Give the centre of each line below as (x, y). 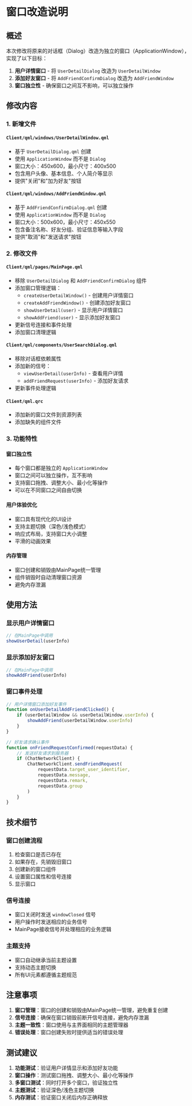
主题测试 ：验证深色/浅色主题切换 (54, 1090)
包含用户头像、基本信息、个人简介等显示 (64, 173)
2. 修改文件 (22, 253)
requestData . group (60, 786)
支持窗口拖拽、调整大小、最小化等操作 (61, 483)
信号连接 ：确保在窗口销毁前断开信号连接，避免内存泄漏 (82, 1018)
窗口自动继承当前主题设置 (46, 960)
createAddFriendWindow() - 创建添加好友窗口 (77, 302)
